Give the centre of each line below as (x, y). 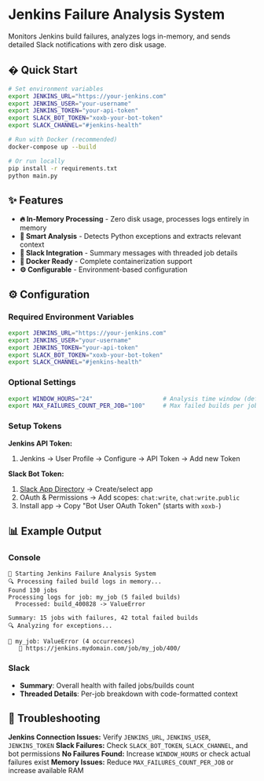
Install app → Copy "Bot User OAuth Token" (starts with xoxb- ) (120, 505)
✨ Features (36, 200)
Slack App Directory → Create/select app (86, 489)
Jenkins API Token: (40, 443)
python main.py (33, 176)
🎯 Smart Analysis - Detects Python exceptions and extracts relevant (130, 236)
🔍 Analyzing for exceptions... (60, 626)
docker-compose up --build (52, 147)
